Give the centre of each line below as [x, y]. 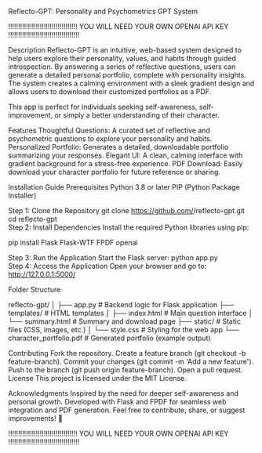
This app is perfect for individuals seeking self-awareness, [103, 107]
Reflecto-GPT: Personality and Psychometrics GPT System [103, 11]
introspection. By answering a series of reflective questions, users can [122, 67]
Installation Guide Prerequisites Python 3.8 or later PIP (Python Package [124, 187]
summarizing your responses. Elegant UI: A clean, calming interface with [126, 155]
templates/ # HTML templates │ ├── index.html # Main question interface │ [131, 313]
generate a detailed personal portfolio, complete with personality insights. [127, 75]
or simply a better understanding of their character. [137, 115]
